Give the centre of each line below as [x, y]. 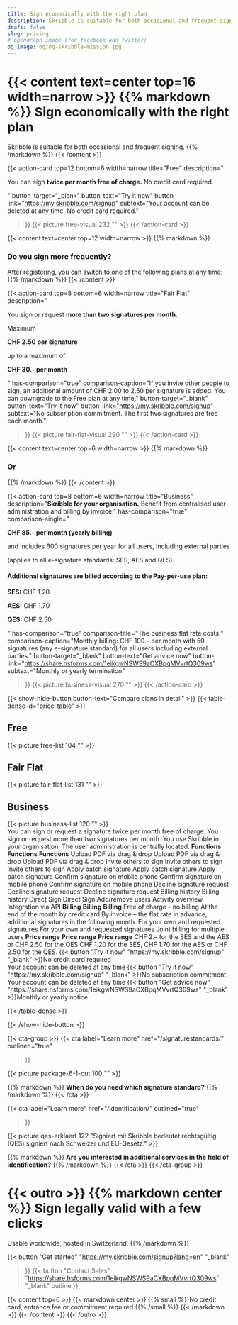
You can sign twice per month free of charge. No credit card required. [110, 182]
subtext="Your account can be [165, 203]
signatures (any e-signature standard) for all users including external [107, 648]
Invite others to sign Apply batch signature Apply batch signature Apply [112, 869]
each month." [27, 421]
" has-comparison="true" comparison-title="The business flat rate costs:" [116, 633]
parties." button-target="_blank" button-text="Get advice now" [99, 655]
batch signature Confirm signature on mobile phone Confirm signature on [114, 877]
